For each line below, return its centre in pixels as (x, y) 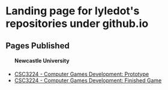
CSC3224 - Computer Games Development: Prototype (82, 74)
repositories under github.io (77, 24)
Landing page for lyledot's (73, 11)
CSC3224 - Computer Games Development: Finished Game (88, 80)
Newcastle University (42, 61)
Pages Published (37, 46)
